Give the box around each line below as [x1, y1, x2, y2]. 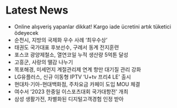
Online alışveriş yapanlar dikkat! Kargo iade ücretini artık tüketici [14, 23, 172, 30]
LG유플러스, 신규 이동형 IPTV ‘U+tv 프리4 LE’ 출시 [14, 73, 131, 80]
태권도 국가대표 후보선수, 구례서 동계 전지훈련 [14, 44, 119, 51]
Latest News [5, 4, 69, 17]
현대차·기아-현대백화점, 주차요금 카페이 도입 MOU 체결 [14, 80, 141, 87]
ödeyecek [14, 29, 39, 36]
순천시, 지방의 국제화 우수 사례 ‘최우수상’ [14, 36, 108, 43]
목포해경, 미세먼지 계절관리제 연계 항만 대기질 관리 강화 [14, 66, 141, 73]
